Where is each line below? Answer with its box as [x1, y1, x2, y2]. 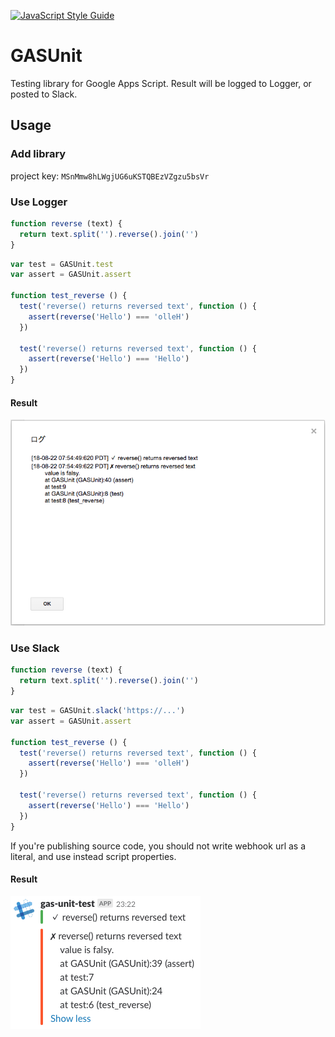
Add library [10, 147, 67, 161]
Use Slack [10, 641, 60, 655]
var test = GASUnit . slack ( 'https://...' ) [10, 706, 186, 716]
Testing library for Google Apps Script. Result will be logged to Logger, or [10, 77, 312, 89]
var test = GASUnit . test [10, 259, 114, 269]
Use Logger [10, 195, 68, 209]
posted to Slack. [10, 88, 78, 100]
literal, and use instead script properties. [10, 850, 177, 862]
